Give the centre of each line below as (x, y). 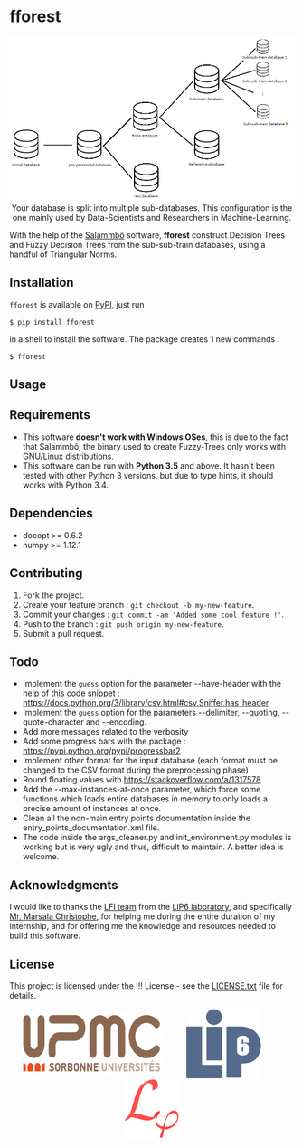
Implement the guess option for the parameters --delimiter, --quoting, (151, 713)
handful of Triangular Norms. (63, 254)
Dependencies (51, 513)
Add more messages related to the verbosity (105, 732)
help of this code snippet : (71, 693)
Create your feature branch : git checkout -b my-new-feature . (138, 604)
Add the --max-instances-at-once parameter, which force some (142, 790)
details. (23, 995)
